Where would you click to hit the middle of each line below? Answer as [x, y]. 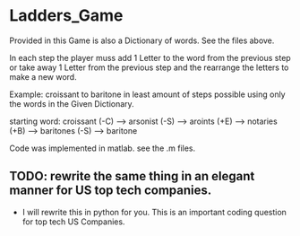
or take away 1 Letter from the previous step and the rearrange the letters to [149, 67]
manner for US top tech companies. [111, 191]
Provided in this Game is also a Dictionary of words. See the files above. [142, 40]
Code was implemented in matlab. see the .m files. [103, 148]
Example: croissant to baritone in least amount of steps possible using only [147, 94]
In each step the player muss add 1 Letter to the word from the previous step [150, 57]
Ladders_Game [66, 16]
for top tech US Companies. [73, 222]
